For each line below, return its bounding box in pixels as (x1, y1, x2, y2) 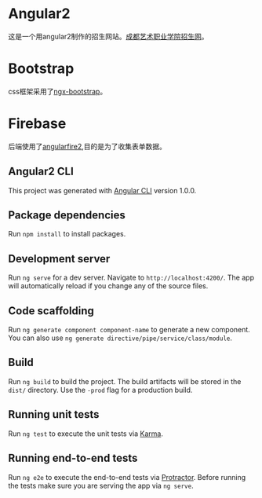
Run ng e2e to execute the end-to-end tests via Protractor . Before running (8, 472, 246, 482)
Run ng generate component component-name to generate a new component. (8, 325, 251, 335)
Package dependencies (8, 209, 126, 222)
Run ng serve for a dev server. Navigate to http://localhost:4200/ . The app (8, 273, 255, 283)
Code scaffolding (8, 304, 94, 317)
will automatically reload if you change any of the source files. (8, 281, 209, 291)
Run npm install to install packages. (8, 229, 126, 239)
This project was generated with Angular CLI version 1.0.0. (8, 185, 197, 195)
